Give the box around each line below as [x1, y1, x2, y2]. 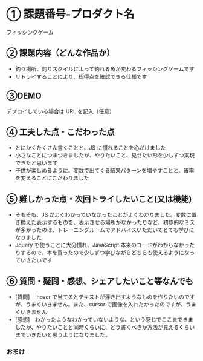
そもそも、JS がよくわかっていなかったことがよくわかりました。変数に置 [14, 211, 197, 219]
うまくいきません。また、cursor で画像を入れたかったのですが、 [25, 301, 186, 308]
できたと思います [14, 159, 58, 167]
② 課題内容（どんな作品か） [6, 48, 115, 58]
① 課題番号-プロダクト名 [6, 7, 135, 21]
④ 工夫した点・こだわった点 [6, 127, 115, 137]
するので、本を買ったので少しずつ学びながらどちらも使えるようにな [20, 249, 190, 256]
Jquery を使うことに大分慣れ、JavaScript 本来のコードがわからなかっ [14, 242, 190, 249]
